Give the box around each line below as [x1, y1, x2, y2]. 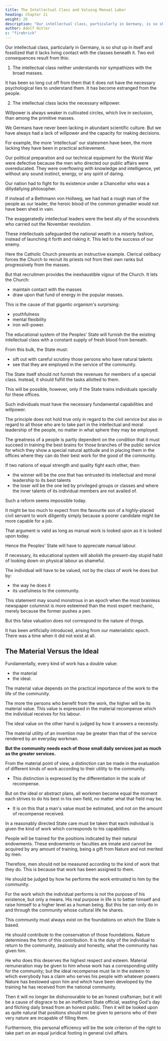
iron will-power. [12, 322, 45, 328]
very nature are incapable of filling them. [5, 1014, 89, 1021]
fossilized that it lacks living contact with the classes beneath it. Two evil [5, 50, 154, 56]
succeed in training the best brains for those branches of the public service [5, 442, 160, 448]
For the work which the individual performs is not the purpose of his [5, 891, 145, 897]
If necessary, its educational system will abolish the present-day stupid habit [5, 553, 163, 558]
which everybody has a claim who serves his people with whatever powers [5, 973, 160, 979]
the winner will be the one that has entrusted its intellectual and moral [12, 472, 156, 478]
